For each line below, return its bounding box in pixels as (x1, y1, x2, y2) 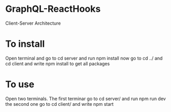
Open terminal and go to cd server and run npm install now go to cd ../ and (5, 55, 163, 61)
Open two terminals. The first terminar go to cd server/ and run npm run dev (5, 96, 166, 102)
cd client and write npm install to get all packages (5, 60, 110, 67)
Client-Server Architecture (5, 20, 61, 26)
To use (5, 79, 35, 90)
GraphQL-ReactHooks (5, 3, 101, 15)
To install (5, 38, 45, 50)
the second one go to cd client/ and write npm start (5, 101, 114, 107)
